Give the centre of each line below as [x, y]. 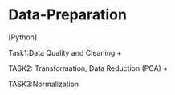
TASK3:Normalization [44, 84]
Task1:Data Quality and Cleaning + [65, 52]
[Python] [23, 37]
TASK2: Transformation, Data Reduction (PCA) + [88, 68]
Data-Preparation [67, 15]
